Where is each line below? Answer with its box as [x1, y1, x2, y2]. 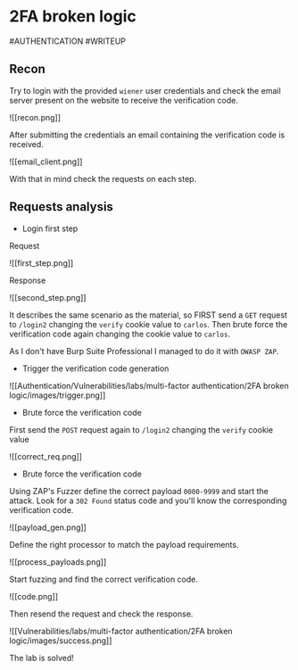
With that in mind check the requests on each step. [9, 173, 197, 184]
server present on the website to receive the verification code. [9, 95, 238, 105]
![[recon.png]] [9, 112, 61, 122]
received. [9, 138, 45, 149]
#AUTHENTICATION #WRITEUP [9, 36, 127, 46]
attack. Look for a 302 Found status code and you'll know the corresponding [9, 495, 287, 506]
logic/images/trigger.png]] [9, 390, 106, 401]
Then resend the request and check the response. [9, 608, 194, 619]
